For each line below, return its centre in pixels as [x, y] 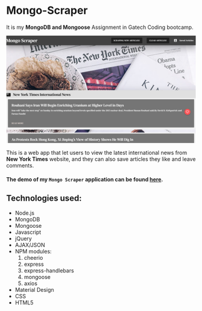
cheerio [33, 257]
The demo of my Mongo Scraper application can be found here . [85, 179]
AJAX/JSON [30, 245]
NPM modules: [33, 251]
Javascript [28, 232]
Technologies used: [44, 199]
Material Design [34, 289]
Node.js [25, 213]
